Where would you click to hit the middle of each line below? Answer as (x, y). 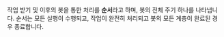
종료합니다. (29, 27)
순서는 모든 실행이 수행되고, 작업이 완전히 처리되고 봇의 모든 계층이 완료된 (113, 18)
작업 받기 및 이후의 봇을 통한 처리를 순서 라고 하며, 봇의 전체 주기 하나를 (101, 10)
